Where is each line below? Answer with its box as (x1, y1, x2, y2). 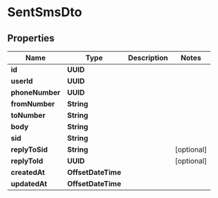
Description (127, 53, 169, 62)
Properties (7, 32, 55, 44)
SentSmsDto (7, 4, 82, 20)
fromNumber (11, 99, 55, 109)
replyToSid (11, 145, 48, 154)
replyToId (11, 156, 44, 166)
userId (11, 77, 33, 86)
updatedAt (11, 179, 48, 188)
